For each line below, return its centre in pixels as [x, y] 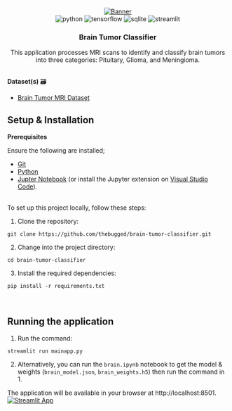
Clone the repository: [48, 222]
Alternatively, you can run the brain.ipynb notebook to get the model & [120, 364]
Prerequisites [27, 137]
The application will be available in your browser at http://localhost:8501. [112, 393]
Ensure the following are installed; [56, 151]
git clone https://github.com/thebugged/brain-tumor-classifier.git [109, 234]
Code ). [27, 186]
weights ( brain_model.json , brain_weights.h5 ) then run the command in [121, 372]
